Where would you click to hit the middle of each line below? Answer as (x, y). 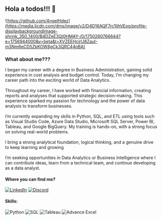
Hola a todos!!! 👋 (30, 9)
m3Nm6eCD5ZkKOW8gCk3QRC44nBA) (45, 46)
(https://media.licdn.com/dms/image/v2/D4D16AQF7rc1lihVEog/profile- (76, 26)
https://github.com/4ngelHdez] (39, 20)
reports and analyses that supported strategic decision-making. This (74, 96)
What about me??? (28, 59)
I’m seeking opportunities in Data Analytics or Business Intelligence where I (80, 158)
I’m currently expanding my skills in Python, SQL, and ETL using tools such (80, 116)
